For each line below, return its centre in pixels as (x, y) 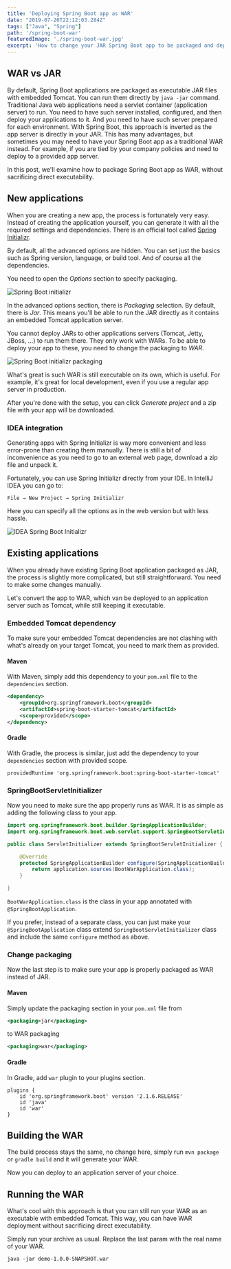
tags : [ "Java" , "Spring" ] (44, 26)
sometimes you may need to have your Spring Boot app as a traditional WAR (115, 141)
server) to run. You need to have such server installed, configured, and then (114, 112)
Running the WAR (46, 1194)
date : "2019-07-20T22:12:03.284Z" (57, 20)
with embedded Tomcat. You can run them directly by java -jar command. (114, 97)
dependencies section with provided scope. (68, 760)
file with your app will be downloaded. (61, 410)
